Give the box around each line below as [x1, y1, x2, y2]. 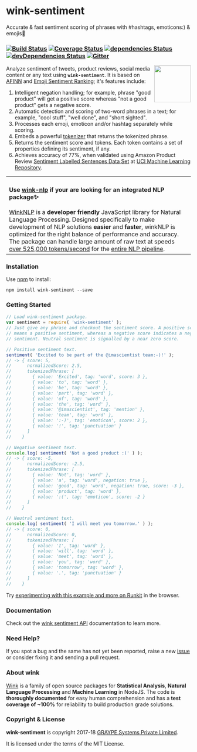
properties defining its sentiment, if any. [14, 145, 111, 152]
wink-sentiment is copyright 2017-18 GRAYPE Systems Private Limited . [6, 728, 179, 736]
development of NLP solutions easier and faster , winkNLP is [9, 222, 176, 230]
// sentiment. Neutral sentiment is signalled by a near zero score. [6, 336, 180, 342]
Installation [6, 262, 39, 270]
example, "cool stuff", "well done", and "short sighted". [14, 114, 147, 121]
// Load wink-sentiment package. [6, 314, 88, 320]
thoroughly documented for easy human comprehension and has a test [6, 694, 181, 701]
